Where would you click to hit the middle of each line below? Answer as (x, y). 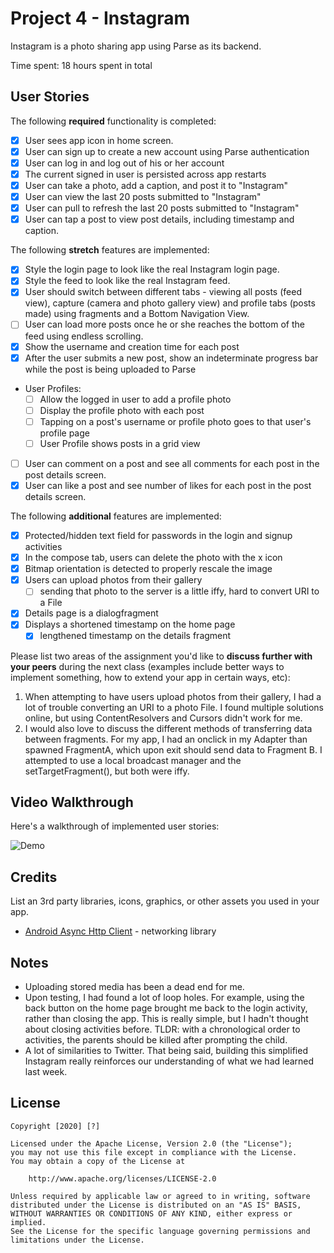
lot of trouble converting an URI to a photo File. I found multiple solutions (174, 707)
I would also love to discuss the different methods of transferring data (168, 728)
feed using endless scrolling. (84, 336)
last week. (46, 1071)
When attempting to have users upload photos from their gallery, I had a (173, 696)
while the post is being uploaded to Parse (110, 369)
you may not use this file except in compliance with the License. (154, 1152)
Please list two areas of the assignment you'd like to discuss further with (161, 656)
